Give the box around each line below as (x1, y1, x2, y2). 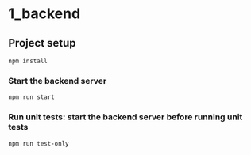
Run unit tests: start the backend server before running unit (8, 112, 243, 123)
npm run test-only (8, 139, 69, 147)
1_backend (8, 5, 81, 23)
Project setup (8, 36, 77, 50)
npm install (8, 57, 48, 65)
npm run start (8, 93, 56, 101)
